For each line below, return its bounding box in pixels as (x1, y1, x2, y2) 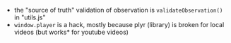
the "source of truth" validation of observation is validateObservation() (13, 6, 223, 14)
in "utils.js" (13, 13, 46, 21)
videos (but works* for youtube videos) (13, 28, 129, 36)
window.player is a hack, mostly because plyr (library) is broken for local (13, 21, 225, 28)
